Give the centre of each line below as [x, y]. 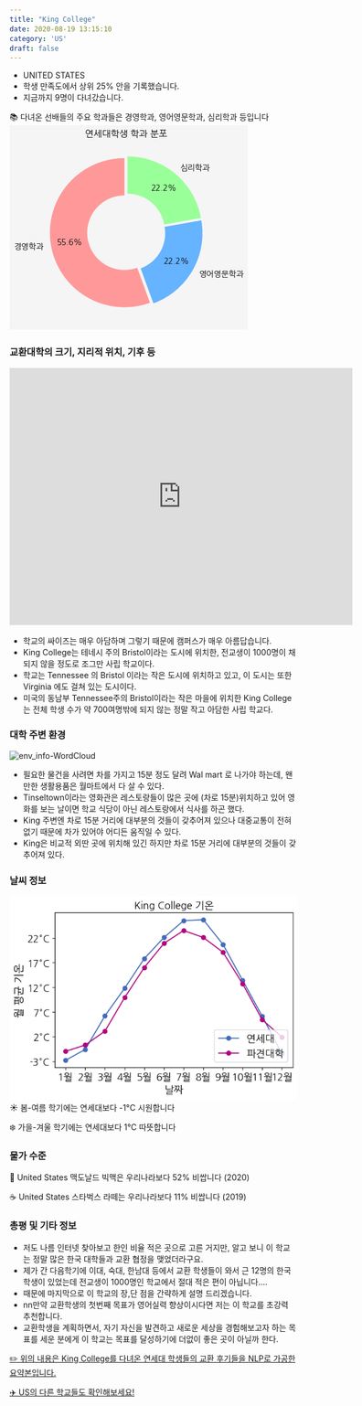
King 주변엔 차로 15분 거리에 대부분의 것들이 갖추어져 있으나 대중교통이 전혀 [157, 820]
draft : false [34, 48]
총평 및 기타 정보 [43, 1226]
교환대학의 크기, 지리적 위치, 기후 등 [83, 352]
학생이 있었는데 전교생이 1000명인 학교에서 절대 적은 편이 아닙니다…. [145, 1282]
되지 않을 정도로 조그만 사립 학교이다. [89, 664]
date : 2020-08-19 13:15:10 [61, 29]
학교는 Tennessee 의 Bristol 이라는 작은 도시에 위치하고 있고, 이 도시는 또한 [157, 675]
